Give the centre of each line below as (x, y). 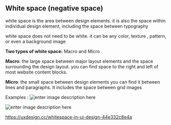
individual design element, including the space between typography (77, 26)
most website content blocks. (36, 72)
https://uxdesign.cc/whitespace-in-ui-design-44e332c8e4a (69, 117)
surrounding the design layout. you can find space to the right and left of (82, 66)
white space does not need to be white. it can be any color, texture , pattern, (86, 36)
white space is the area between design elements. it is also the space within (85, 20)
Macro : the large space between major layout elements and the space (79, 61)
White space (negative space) (54, 8)
